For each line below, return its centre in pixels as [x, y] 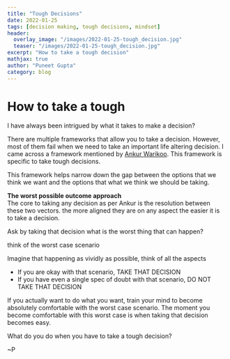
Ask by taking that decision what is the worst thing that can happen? [105, 231]
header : [18, 33]
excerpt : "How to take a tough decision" [68, 53]
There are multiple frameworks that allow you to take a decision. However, [114, 139]
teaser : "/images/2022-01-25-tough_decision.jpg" [87, 46]
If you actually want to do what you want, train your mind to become [105, 300]
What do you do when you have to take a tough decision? [90, 336]
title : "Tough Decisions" [45, 14]
